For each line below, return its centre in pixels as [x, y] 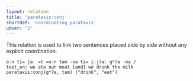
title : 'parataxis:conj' [37, 17]
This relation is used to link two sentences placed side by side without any [97, 45]
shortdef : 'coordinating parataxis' [51, 22]
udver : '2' [20, 28]
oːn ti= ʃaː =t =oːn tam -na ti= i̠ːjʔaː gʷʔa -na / [71, 62]
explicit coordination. [32, 51]
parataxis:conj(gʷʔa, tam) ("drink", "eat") [62, 72]
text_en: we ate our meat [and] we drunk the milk [70, 67]
